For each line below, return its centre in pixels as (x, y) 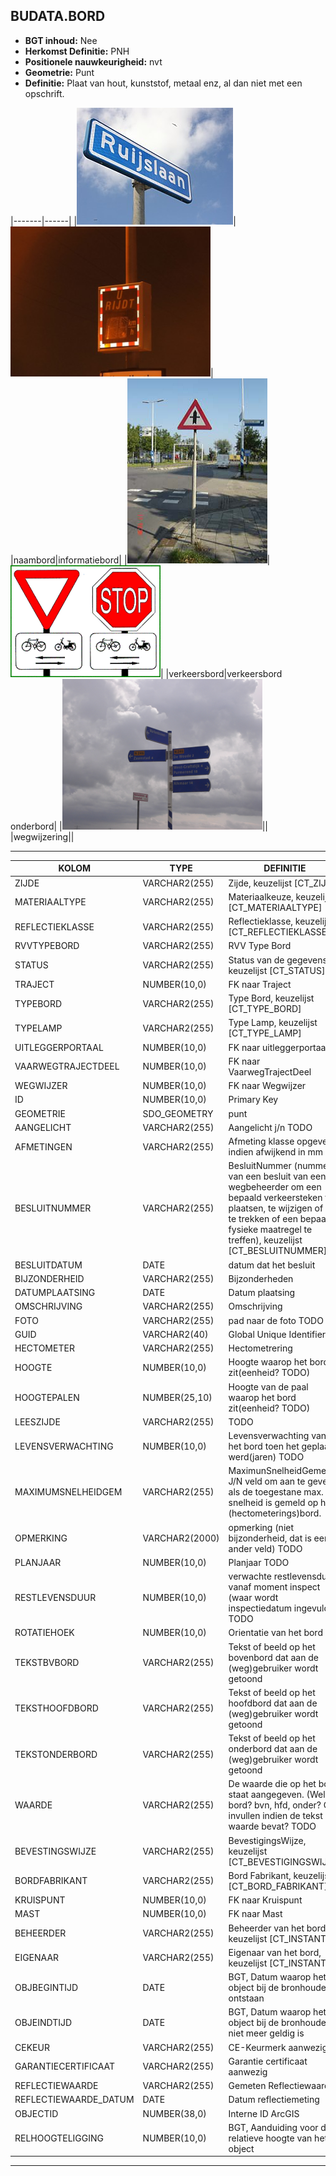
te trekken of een (263, 1219)
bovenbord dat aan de (273, 1657)
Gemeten (247, 2086)
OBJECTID (36, 2113)
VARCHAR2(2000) (181, 1538)
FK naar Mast (255, 1914)
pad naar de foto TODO (276, 1320)
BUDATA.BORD (58, 16)
